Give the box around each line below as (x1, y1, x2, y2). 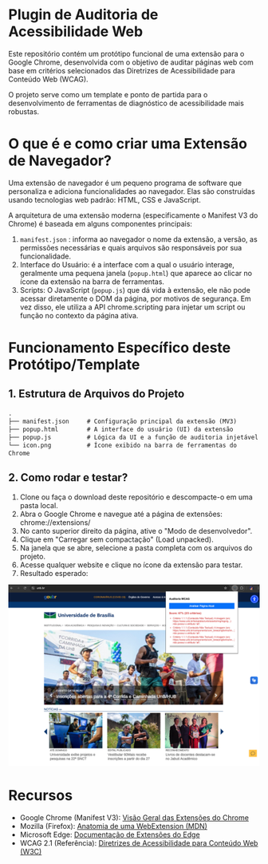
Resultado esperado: (19, 568, 89, 578)
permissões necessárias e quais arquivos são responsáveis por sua (19, 243, 242, 252)
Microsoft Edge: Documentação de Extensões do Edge (19, 830, 201, 839)
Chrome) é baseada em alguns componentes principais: (8, 219, 193, 228)
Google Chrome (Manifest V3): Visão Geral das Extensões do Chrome (19, 812, 250, 823)
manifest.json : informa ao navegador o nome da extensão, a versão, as (19, 234, 258, 244)
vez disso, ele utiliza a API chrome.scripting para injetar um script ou (19, 302, 246, 312)
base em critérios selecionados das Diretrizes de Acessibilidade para (8, 65, 235, 75)
